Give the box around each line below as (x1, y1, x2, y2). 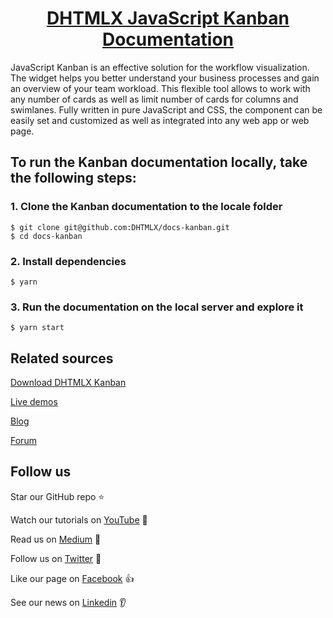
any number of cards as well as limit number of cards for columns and (10, 93, 299, 105)
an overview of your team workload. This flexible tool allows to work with (10, 82, 311, 94)
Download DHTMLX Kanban (10, 377, 127, 389)
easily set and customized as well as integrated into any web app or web (10, 114, 310, 126)
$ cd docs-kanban (10, 231, 83, 241)
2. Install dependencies (10, 254, 127, 268)
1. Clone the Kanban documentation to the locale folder (10, 200, 283, 214)
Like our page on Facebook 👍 (10, 572, 135, 584)
